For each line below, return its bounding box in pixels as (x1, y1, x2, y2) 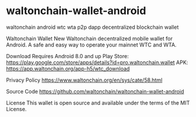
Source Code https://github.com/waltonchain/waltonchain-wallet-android (6, 88, 184, 95)
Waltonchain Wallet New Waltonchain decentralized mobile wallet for (6, 35, 173, 42)
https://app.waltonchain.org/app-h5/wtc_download (6, 65, 130, 72)
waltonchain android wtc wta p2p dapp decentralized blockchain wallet (6, 24, 179, 31)
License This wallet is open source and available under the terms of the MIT (6, 99, 190, 106)
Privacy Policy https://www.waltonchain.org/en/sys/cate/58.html (6, 76, 163, 83)
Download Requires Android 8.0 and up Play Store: (6, 52, 129, 59)
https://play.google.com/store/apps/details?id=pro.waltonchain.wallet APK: (6, 59, 188, 66)
